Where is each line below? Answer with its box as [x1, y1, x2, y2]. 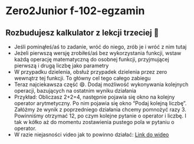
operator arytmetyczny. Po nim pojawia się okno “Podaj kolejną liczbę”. [14, 100, 187, 107]
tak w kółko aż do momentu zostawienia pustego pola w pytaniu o [14, 119, 175, 125]
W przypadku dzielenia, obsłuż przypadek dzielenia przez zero [14, 68, 167, 75]
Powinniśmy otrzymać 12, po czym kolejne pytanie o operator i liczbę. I [14, 112, 186, 119]
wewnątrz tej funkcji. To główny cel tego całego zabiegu [14, 75, 151, 81]
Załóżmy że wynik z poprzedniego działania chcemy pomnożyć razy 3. [14, 106, 186, 113]
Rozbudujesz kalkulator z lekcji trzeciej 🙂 [5, 28, 159, 38]
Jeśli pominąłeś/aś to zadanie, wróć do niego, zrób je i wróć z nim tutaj [14, 43, 187, 50]
